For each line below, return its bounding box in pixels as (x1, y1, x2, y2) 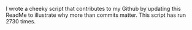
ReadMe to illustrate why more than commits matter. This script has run (6, 11, 186, 19)
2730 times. (6, 18, 36, 25)
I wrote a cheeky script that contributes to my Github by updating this (6, 5, 182, 12)
